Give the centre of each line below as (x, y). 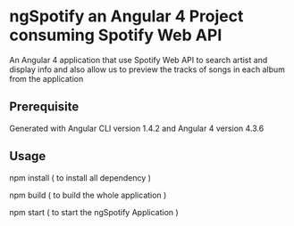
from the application (46, 78)
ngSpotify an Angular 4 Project (126, 16)
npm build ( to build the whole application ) (88, 195)
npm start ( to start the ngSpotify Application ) (94, 212)
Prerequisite (44, 107)
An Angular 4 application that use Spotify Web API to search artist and (139, 60)
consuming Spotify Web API (116, 35)
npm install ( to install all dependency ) (80, 178)
